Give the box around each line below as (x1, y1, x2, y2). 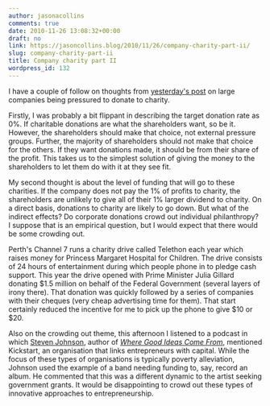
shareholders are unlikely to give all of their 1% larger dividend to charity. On (8, 194, 262, 204)
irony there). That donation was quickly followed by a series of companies (8, 287, 254, 296)
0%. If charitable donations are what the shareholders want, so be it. (8, 118, 236, 129)
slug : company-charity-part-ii (8, 49, 114, 57)
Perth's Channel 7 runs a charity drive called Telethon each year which (8, 244, 244, 254)
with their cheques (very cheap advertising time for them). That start (8, 296, 236, 305)
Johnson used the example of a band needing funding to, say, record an (8, 362, 248, 372)
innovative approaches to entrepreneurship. (8, 388, 154, 398)
